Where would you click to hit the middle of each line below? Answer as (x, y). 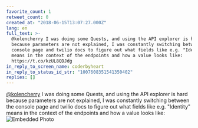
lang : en (17, 28)
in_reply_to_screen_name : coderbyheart (55, 66)
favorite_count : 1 (29, 12)
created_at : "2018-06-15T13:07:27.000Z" (57, 22)
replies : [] (21, 77)
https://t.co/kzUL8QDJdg (42, 61)
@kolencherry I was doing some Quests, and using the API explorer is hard (97, 94)
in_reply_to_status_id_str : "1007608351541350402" (70, 72)
